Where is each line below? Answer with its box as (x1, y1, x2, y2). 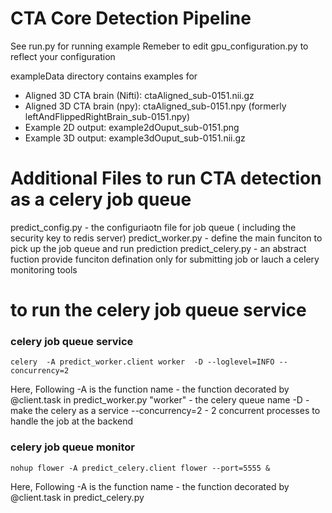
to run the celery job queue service (10, 299, 307, 322)
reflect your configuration (10, 50, 116, 62)
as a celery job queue (10, 188, 192, 211)
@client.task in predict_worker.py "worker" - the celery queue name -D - (10, 394, 310, 406)
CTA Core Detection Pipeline (10, 7, 252, 30)
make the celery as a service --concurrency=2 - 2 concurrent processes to (10, 405, 321, 417)
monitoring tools (10, 263, 78, 276)
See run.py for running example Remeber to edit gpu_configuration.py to (10, 40, 309, 52)
